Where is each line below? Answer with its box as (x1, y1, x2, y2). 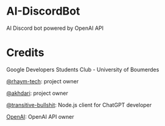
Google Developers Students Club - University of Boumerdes (6, 66, 160, 73)
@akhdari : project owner (6, 89, 68, 97)
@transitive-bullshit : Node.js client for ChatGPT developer (6, 101, 152, 108)
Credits (6, 46, 44, 60)
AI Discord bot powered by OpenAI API (6, 24, 104, 32)
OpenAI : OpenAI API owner (6, 113, 74, 120)
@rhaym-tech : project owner (6, 77, 79, 85)
